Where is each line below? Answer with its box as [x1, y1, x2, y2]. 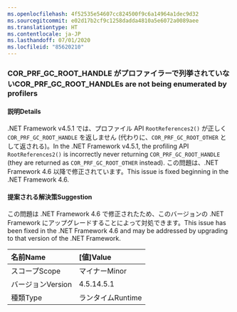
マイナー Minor [78, 266, 127, 276]
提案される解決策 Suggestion [7, 192, 93, 201]
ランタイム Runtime [78, 293, 142, 303]
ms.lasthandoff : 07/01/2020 [7, 37, 91, 44]
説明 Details [7, 107, 41, 115]
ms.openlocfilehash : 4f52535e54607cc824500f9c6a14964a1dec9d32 [7, 10, 199, 18]
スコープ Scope [11, 266, 61, 276]
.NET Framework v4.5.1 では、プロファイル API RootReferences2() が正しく [7, 124, 227, 132]
